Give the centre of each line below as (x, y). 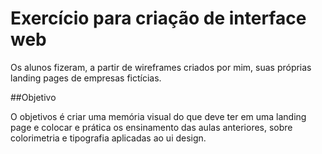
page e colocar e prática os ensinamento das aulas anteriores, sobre (151, 127)
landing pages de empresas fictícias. (86, 78)
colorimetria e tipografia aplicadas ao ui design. (108, 138)
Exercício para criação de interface (158, 18)
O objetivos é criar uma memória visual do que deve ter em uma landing (158, 116)
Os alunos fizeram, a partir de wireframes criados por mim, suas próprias (161, 67)
